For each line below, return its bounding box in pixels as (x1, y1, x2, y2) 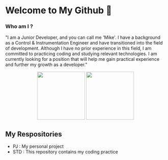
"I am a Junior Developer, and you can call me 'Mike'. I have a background (5, 34, 161, 40)
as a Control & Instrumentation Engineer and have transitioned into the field (5, 40, 163, 46)
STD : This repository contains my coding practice (12, 149, 118, 155)
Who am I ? (5, 23, 33, 30)
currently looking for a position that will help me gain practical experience (5, 56, 159, 62)
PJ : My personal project (12, 143, 64, 150)
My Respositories (5, 130, 62, 139)
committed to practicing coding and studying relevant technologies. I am (5, 51, 157, 57)
